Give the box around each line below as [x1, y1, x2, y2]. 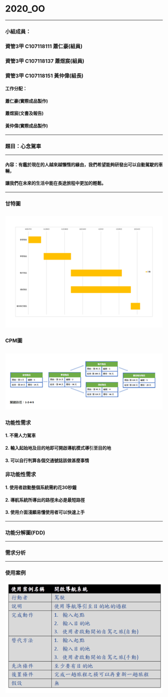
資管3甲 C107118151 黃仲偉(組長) [5, 72, 83, 79]
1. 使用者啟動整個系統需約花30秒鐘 [5, 484, 77, 490]
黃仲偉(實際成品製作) [5, 123, 48, 128]
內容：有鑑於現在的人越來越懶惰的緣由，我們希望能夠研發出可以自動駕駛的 [5, 161, 158, 167]
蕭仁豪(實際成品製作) [5, 98, 48, 104]
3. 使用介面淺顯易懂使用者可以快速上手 [5, 509, 85, 515]
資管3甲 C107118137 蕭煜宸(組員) [5, 57, 84, 64]
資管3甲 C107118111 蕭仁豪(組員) [5, 43, 82, 50]
